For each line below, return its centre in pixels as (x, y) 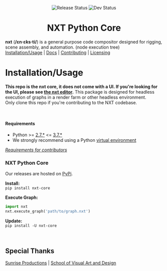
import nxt (16, 207)
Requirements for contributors (36, 150)
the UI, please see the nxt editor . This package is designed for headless (80, 92)
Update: (14, 221)
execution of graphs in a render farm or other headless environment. (76, 97)
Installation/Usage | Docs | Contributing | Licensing (58, 52)
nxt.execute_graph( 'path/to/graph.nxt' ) (48, 211)
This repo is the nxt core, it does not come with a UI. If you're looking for (81, 86)
